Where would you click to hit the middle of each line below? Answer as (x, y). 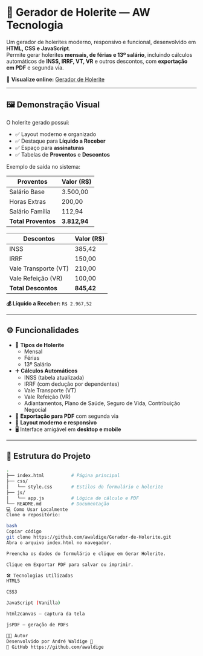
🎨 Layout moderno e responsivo (56, 422)
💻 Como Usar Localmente (37, 509)
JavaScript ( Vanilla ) (34, 603)
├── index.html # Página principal (63, 476)
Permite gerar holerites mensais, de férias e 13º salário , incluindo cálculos (99, 54)
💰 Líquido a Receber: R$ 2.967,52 (49, 303)
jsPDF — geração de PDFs (37, 625)
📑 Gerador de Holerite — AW (79, 12)
